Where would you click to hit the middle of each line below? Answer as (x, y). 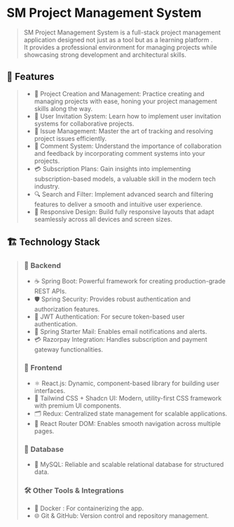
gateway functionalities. (68, 349)
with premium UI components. (78, 406)
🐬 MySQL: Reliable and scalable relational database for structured (129, 465)
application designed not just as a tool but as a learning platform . (118, 39)
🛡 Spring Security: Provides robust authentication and (112, 299)
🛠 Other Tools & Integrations (74, 491)
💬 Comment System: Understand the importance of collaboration (128, 146)
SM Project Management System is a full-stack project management (122, 32)
